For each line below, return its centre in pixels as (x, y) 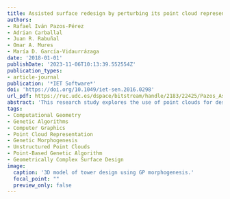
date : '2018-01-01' (35, 58)
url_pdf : (20, 96)
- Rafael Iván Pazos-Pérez (46, 26)
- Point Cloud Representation (50, 134)
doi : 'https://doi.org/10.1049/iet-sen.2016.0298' (81, 90)
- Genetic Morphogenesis (42, 141)
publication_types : (35, 70)
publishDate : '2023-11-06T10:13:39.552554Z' (72, 64)
